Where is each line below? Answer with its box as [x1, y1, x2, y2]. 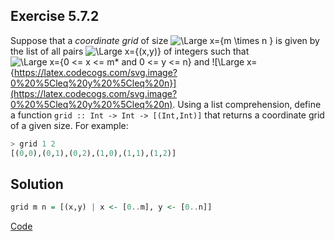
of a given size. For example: [10, 119, 129, 131]
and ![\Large [193, 55, 245, 68]
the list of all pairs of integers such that [10, 45, 250, 57]
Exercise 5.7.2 [10, 8, 100, 25]
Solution [10, 175, 64, 193]
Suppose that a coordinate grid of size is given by [10, 34, 320, 46]
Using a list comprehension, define [177, 98, 322, 110]
